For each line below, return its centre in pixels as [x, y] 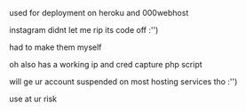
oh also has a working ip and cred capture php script [106, 64]
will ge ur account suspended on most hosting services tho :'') [123, 82]
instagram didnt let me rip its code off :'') [84, 30]
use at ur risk [33, 99]
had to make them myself [56, 47]
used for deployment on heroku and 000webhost [99, 13]
